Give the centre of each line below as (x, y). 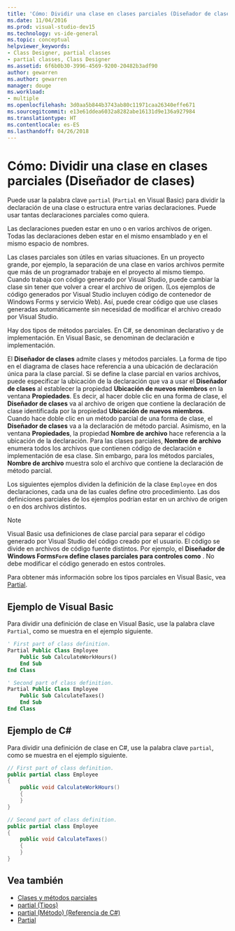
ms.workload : (26, 92)
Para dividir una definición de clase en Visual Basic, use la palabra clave (111, 624)
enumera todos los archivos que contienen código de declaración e (104, 448)
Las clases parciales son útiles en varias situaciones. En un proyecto (106, 257)
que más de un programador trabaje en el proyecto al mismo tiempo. (106, 272)
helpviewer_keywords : (39, 46)
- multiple (23, 99)
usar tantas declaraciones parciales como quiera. (78, 215)
